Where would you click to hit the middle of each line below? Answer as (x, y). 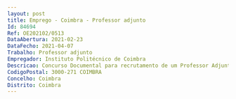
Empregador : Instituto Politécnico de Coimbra (77, 59)
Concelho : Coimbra (34, 78)
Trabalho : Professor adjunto (50, 53)
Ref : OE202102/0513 (36, 33)
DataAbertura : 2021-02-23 (45, 40)
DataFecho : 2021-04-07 (40, 46)
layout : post (26, 14)
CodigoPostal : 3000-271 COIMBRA (54, 72)
